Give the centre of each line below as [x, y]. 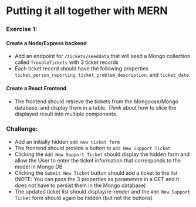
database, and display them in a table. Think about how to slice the [95, 107]
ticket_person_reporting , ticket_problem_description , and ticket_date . [102, 75]
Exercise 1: [22, 29]
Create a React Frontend [36, 88]
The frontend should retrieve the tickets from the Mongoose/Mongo [97, 101]
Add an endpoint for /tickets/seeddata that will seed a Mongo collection [102, 56]
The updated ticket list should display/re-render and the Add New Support [102, 191]
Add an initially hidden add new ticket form [67, 141]
